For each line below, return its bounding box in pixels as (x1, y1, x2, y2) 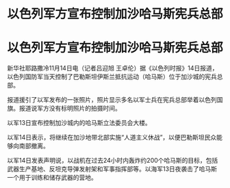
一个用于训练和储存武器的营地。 (7, 174, 97, 182)
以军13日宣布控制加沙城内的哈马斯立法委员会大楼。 (7, 119, 152, 127)
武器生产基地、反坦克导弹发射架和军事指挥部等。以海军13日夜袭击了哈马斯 (7, 165, 218, 173)
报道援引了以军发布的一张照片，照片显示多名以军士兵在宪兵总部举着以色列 (7, 96, 217, 104)
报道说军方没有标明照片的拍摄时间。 (18, 104, 121, 113)
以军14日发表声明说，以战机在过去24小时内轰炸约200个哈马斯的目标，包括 (7, 157, 218, 165)
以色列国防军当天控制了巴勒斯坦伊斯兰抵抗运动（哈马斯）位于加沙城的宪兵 (7, 72, 217, 81)
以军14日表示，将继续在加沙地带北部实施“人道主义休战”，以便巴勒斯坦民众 (7, 133, 217, 142)
